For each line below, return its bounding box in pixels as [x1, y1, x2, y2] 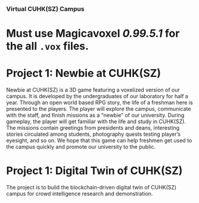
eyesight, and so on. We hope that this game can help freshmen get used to [6, 137, 192, 144]
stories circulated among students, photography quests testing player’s [6, 130, 181, 138]
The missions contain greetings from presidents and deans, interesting [6, 124, 180, 132]
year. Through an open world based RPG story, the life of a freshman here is [6, 99, 193, 106]
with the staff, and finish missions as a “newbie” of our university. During [6, 112, 185, 119]
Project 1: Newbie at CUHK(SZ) [6, 67, 161, 80]
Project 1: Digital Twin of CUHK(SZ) [6, 164, 183, 177]
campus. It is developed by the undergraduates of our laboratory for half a [6, 93, 189, 100]
